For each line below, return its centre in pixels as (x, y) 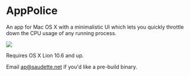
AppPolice (32, 11)
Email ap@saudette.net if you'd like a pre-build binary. (72, 67)
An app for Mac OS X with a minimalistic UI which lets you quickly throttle (95, 27)
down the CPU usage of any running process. (61, 33)
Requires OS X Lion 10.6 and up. (45, 55)
